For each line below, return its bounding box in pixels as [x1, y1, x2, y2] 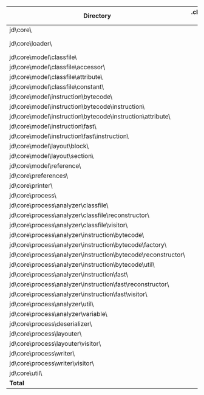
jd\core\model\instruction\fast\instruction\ [9, 132, 129, 140]
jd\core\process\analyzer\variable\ [9, 310, 107, 318]
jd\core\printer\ [9, 182, 53, 190]
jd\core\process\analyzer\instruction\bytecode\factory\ [9, 241, 167, 249]
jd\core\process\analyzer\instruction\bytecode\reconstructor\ [9, 250, 185, 259]
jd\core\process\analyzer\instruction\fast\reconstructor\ [9, 280, 169, 288]
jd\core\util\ [9, 369, 42, 377]
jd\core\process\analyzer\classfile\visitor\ [9, 221, 128, 229]
